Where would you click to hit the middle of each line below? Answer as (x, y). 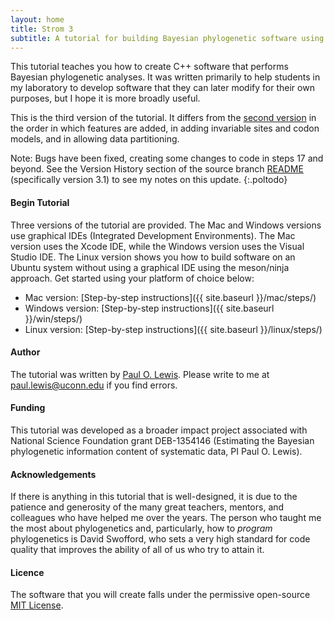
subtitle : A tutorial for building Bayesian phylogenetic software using (167, 38)
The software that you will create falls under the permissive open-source (160, 595)
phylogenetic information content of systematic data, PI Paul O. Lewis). (156, 451)
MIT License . (37, 605)
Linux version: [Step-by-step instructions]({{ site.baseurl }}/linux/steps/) (173, 329)
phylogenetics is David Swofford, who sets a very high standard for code (160, 539)
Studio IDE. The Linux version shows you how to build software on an (153, 257)
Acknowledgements (53, 474)
